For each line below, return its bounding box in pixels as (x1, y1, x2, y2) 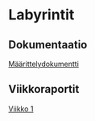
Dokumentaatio (8, 38, 88, 52)
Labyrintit (8, 6, 75, 24)
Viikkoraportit (8, 82, 80, 96)
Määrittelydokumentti (8, 59, 79, 69)
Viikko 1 (8, 103, 34, 114)
